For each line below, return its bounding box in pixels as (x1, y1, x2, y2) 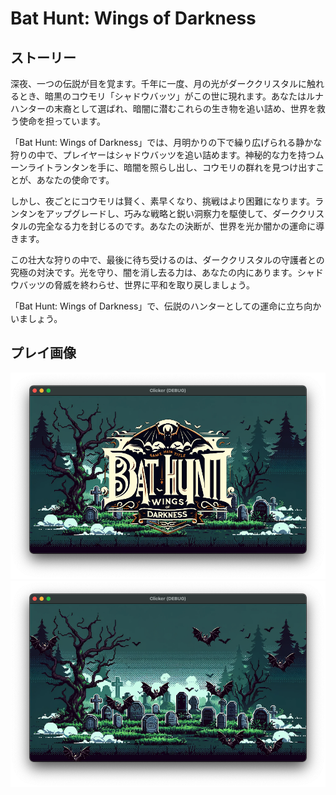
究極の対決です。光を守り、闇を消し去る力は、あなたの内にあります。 (10, 267, 298, 278)
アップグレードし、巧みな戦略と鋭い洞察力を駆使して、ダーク (44, 208, 299, 219)
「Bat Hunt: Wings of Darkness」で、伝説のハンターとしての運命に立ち (10, 300, 305, 312)
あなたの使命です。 (36, 174, 115, 186)
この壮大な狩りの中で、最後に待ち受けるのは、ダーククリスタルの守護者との (10, 254, 325, 266)
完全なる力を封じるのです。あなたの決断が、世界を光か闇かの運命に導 (36, 220, 325, 232)
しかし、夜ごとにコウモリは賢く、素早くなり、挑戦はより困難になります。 (10, 195, 316, 207)
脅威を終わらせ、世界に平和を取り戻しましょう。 (53, 279, 255, 291)
